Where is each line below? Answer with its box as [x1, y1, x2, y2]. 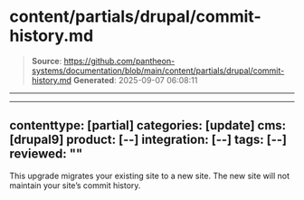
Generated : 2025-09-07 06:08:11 [73, 74, 198, 85]
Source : [31, 55, 62, 66]
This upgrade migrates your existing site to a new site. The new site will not [9, 170, 290, 181]
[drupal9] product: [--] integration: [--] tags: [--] [9, 132, 288, 148]
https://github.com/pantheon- [63, 55, 176, 66]
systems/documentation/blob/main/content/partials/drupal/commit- [31, 65, 285, 76]
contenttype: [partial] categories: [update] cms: [9, 118, 287, 133]
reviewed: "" [9, 147, 83, 162]
